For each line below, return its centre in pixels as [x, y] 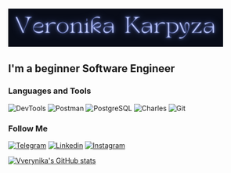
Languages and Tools [50, 91]
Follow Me [28, 128]
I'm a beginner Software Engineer [92, 68]
